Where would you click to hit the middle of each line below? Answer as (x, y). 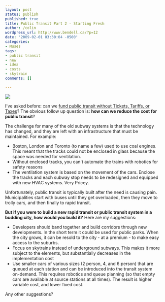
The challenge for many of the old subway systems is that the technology (80, 126)
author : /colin (21, 28)
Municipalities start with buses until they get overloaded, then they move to (81, 197)
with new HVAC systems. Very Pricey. (50, 182)
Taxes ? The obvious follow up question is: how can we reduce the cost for (81, 111)
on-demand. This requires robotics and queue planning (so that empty (83, 274)
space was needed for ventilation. (47, 156)
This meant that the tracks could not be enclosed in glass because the (83, 151)
